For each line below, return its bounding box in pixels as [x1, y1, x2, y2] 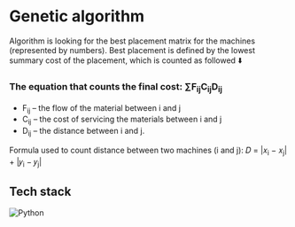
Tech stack [9, 184, 72, 199]
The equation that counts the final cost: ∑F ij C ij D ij [9, 80, 223, 95]
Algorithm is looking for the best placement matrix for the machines [9, 35, 255, 46]
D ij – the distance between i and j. [21, 126, 145, 138]
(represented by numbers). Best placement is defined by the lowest [9, 44, 255, 55]
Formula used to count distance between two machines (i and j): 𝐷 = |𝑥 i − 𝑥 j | [9, 145, 288, 157]
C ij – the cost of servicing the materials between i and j [21, 113, 222, 127]
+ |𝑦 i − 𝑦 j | [9, 156, 43, 169]
